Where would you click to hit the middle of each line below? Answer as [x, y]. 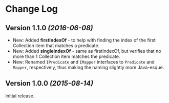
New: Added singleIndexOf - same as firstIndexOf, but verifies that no [87, 51]
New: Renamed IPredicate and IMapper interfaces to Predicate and [83, 62]
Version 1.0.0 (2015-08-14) [49, 83]
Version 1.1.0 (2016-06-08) [49, 28]
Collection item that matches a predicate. [56, 46]
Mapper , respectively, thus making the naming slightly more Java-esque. [88, 67]
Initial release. [20, 96]
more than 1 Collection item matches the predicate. [66, 56]
